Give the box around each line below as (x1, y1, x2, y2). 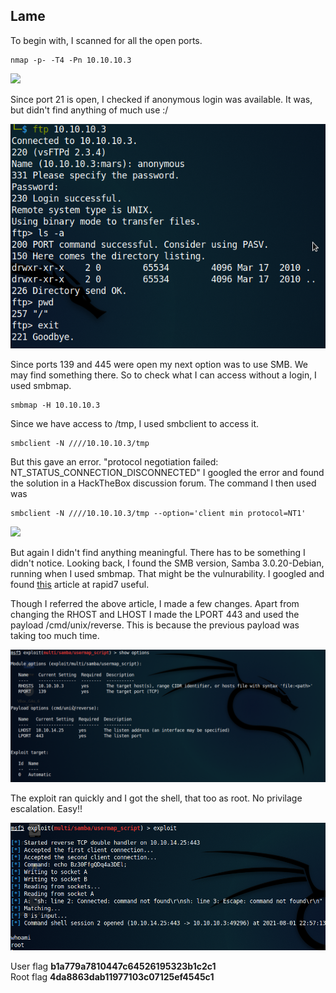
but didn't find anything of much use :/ (10, 104, 169, 116)
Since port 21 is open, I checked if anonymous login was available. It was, (10, 93, 313, 105)
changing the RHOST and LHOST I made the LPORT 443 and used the (10, 609, 300, 621)
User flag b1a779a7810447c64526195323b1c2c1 (10, 960, 217, 972)
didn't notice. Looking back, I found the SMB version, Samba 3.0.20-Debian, (10, 557, 325, 569)
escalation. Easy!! (10, 802, 83, 814)
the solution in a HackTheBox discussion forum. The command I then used (10, 477, 317, 489)
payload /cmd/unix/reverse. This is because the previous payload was (10, 619, 300, 631)
